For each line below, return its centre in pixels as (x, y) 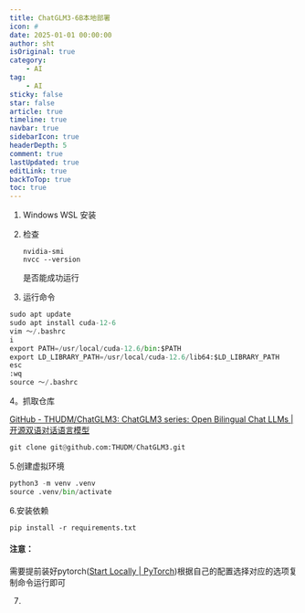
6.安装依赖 (29, 510)
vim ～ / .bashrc (37, 331)
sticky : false (37, 94)
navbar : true (34, 129)
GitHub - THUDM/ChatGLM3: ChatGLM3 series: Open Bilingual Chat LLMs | (152, 419)
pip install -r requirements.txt (73, 528)
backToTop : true (40, 179)
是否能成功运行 (51, 278)
